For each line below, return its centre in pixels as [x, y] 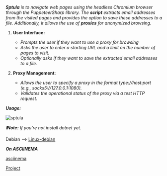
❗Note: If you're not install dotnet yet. [43, 128]
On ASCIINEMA [22, 149]
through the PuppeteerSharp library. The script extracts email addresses [81, 12]
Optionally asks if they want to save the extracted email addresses [89, 58]
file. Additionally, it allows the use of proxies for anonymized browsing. [79, 23]
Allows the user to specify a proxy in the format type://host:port [85, 83]
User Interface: [29, 33]
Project [13, 168]
